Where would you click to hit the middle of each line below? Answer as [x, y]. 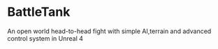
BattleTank [39, 12]
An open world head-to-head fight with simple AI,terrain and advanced [109, 31]
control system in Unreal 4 [45, 38]
